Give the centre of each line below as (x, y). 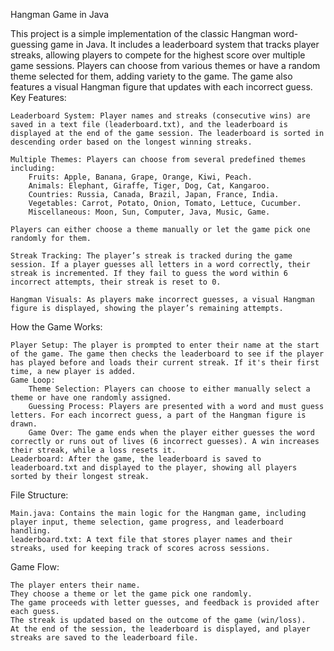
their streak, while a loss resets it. (93, 450)
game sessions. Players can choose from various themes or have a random (165, 65)
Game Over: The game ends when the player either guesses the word (171, 433)
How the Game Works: (56, 327)
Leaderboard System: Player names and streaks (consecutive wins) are (160, 116)
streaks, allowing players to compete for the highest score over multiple (158, 55)
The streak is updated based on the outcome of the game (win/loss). (158, 620)
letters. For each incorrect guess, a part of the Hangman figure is (158, 415)
